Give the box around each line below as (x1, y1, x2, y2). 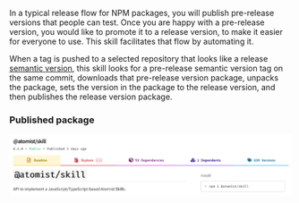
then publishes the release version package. (9, 91, 173, 102)
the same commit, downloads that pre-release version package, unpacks (9, 72, 279, 83)
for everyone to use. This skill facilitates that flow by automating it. (9, 36, 254, 47)
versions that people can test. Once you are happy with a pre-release (9, 17, 266, 28)
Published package (9, 114, 95, 126)
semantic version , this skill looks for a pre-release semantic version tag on (9, 63, 284, 73)
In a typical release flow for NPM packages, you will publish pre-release (9, 8, 275, 18)
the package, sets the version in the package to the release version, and (9, 82, 276, 92)
